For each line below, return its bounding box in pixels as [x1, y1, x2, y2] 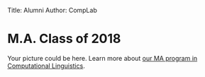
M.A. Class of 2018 [7, 31, 121, 47]
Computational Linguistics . [7, 61, 85, 70]
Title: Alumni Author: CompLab [7, 6, 97, 14]
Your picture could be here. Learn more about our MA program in [7, 54, 198, 62]
